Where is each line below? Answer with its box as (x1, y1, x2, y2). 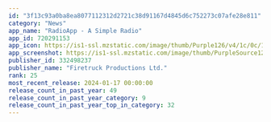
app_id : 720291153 (8, 34, 70, 43)
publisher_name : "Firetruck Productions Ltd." (8, 64, 168, 72)
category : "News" (8, 19, 67, 27)
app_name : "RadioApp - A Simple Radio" (8, 26, 143, 35)
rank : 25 (8, 71, 38, 79)
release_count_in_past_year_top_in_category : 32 (8, 101, 175, 109)
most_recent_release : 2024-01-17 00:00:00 (8, 79, 153, 87)
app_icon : (8, 42, 42, 50)
